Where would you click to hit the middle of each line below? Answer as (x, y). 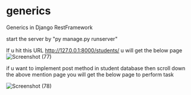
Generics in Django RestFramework (50, 27)
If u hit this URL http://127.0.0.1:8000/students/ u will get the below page (94, 50)
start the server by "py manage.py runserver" (62, 39)
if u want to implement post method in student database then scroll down (96, 68)
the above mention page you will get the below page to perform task (90, 74)
